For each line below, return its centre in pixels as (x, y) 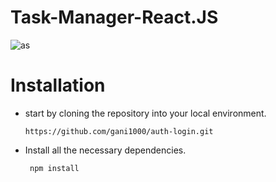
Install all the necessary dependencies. (105, 150)
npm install (54, 168)
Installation (58, 85)
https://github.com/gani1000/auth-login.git (119, 131)
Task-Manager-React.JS (114, 17)
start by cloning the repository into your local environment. (145, 113)
